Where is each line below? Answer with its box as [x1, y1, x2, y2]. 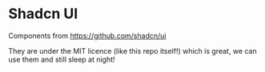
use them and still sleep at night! [8, 55, 115, 64]
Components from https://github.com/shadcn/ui [8, 31, 167, 40]
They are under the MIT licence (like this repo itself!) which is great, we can [8, 46, 258, 55]
